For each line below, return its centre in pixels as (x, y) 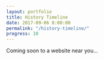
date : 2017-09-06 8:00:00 (38, 23)
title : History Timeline (37, 17)
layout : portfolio (29, 12)
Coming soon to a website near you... (52, 50)
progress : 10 (22, 34)
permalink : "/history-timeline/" (48, 28)
